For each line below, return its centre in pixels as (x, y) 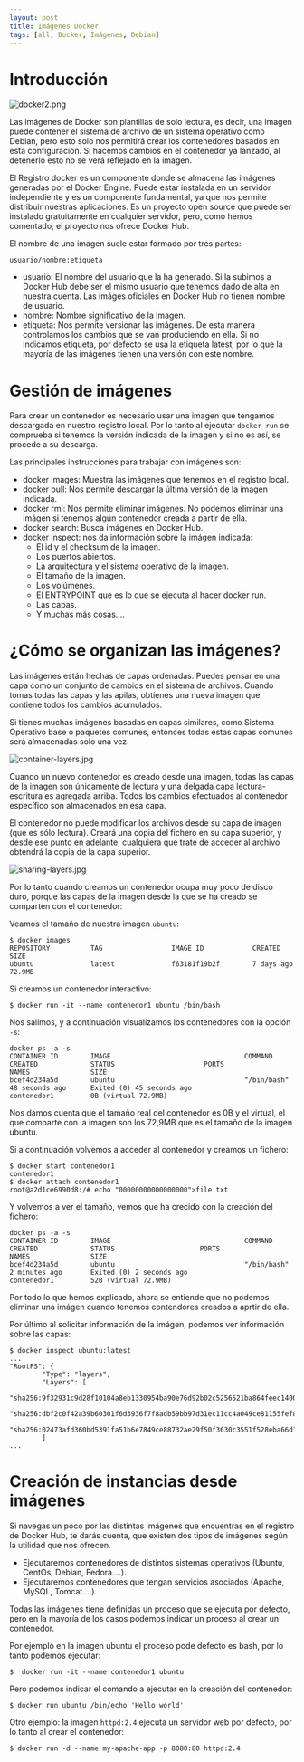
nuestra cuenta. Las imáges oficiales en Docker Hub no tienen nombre (154, 296)
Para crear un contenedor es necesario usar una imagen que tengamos (142, 416)
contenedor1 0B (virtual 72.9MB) (89, 1096)
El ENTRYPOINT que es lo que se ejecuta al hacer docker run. (151, 595)
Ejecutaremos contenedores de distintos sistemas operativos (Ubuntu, (153, 1563)
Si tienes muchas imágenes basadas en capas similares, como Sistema (142, 723)
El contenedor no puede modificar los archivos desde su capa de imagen (146, 823)
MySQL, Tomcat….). (60, 1592)
